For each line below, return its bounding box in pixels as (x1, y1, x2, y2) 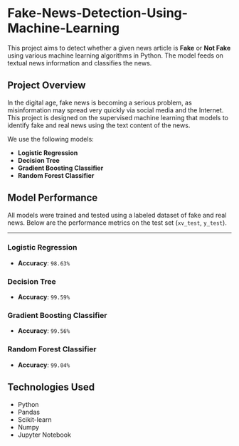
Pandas (17, 408, 41, 416)
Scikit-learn (17, 415, 52, 424)
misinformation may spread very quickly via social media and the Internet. (7, 105, 224, 115)
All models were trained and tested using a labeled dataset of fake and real (7, 211, 227, 219)
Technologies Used (7, 381, 95, 393)
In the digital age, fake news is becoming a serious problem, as (7, 98, 192, 107)
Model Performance (7, 192, 98, 204)
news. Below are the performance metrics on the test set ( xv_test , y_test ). (7, 218, 228, 227)
